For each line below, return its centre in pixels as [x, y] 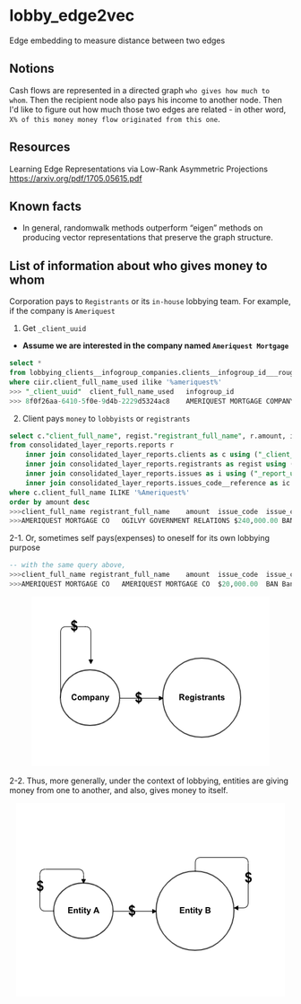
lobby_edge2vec [72, 16]
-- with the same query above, [68, 565]
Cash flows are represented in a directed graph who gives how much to [140, 90]
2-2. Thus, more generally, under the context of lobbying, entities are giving [149, 781]
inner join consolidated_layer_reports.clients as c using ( [142, 455]
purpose [25, 547]
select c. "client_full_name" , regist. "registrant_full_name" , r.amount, [148, 436]
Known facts [46, 206]
